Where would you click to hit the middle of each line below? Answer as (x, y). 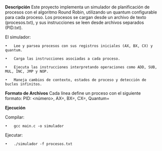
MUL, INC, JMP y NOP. (27, 71)
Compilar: (15, 117)
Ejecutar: (14, 135)
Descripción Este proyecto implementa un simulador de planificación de (77, 7)
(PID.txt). (14, 28)
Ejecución (15, 108)
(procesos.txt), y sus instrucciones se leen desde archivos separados (74, 22)
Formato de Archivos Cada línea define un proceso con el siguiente (73, 93)
